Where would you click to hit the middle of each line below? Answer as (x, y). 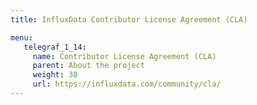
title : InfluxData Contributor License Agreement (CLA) (129, 19)
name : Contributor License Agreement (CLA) (124, 56)
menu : (21, 37)
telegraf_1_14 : (55, 47)
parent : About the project (88, 66)
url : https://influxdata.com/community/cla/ (127, 84)
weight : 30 (55, 75)
